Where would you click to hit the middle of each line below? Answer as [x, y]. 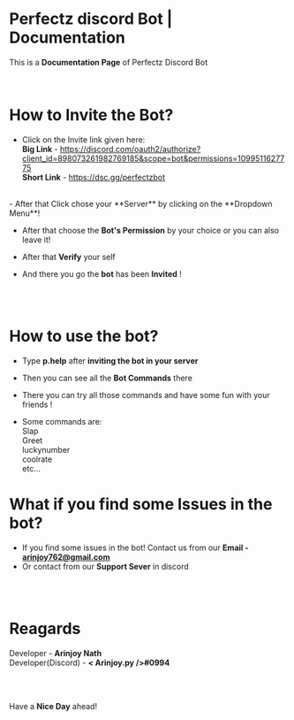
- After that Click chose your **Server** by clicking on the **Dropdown [141, 203]
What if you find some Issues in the [141, 504]
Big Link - [40, 149]
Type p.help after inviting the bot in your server [110, 360]
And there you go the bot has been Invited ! [102, 273]
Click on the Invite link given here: [83, 139]
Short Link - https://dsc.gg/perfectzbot [94, 177]
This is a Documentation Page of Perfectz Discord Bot [109, 62]
